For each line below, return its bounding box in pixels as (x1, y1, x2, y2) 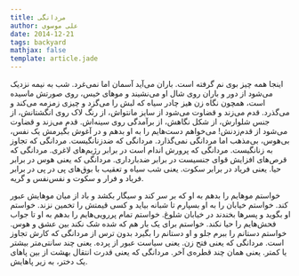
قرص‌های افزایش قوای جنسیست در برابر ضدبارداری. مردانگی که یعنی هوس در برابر (10, 154, 287, 164)
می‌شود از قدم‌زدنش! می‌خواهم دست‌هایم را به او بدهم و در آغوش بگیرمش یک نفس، (10, 126, 288, 136)
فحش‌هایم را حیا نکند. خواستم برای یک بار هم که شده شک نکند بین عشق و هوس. (10, 218, 277, 229)
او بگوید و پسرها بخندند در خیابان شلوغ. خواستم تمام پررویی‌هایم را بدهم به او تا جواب (10, 209, 291, 219)
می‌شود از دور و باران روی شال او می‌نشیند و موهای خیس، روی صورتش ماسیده (10, 88, 274, 99)
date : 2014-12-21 (10, 29, 75, 38)
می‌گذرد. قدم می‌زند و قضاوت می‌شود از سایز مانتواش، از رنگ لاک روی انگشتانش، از (10, 107, 290, 117)
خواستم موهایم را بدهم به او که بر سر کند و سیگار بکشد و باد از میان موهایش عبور (10, 190, 281, 201)
